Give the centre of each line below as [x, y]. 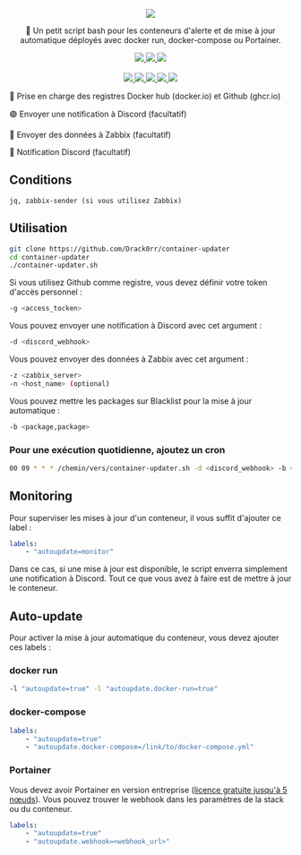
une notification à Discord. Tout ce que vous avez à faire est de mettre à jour [150, 578]
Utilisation [39, 228]
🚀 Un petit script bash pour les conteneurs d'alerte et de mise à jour [150, 30]
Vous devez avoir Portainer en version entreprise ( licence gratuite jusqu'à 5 [149, 790]
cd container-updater [50, 257]
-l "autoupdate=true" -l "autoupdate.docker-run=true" [114, 689]
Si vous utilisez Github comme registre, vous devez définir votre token [138, 283]
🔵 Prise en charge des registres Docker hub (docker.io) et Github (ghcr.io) [145, 96]
